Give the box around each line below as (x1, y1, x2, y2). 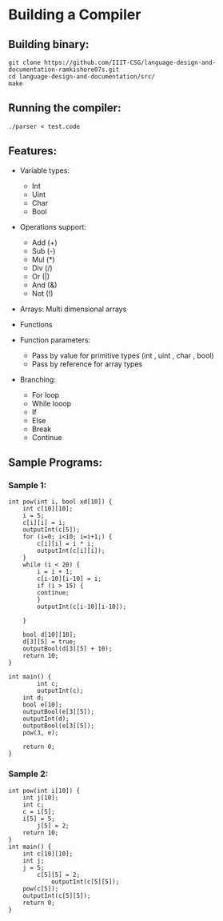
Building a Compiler (8, 6, 141, 24)
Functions (19, 319, 54, 329)
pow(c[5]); (22, 884, 59, 893)
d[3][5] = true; (22, 638, 78, 646)
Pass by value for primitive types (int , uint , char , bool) (31, 350, 214, 360)
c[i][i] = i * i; (37, 540, 94, 548)
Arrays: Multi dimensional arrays (19, 304, 127, 314)
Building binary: (8, 38, 90, 51)
